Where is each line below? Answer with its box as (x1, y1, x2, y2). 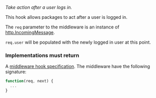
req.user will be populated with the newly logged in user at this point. (5, 39, 151, 45)
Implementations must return (5, 52, 80, 59)
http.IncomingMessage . (5, 29, 55, 35)
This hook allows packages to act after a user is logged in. (5, 14, 127, 20)
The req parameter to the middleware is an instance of (5, 24, 120, 30)
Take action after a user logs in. (5, 5, 72, 10)
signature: (5, 69, 27, 75)
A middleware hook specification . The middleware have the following (5, 63, 150, 70)
